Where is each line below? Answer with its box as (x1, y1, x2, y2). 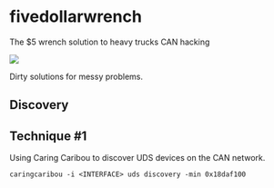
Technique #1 (9, 128, 87, 143)
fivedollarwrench (9, 6, 143, 27)
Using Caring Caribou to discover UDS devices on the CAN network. (9, 153, 266, 163)
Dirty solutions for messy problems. (9, 71, 144, 82)
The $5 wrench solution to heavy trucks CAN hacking (9, 36, 210, 47)
